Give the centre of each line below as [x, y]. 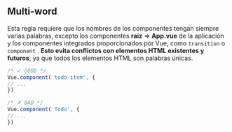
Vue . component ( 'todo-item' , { [52, 77]
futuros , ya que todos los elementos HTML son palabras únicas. [100, 58]
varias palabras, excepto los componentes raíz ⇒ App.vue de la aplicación [116, 36]
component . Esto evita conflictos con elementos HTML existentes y [106, 50]
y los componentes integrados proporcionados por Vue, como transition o [116, 43]
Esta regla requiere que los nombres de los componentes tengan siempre [113, 28]
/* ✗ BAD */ [25, 103]
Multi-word [32, 12]
